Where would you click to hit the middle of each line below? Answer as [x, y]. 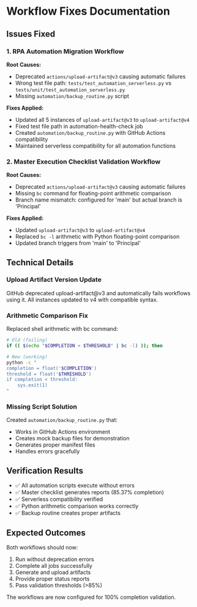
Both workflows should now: [42, 547]
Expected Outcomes [46, 533]
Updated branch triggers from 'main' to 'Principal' [78, 243]
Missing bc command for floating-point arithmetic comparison [93, 194]
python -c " [21, 363]
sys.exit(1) [32, 385]
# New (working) [27, 356]
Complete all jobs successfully [54, 565]
